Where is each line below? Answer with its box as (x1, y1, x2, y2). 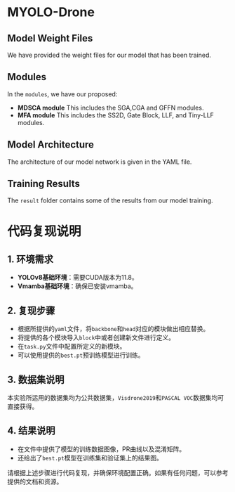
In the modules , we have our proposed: (7, 89, 118, 98)
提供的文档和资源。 (7, 477, 63, 486)
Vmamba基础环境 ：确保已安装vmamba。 (17, 282, 137, 290)
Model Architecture (7, 138, 95, 151)
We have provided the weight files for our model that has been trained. (7, 51, 212, 59)
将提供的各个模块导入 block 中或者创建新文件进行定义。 (17, 333, 175, 342)
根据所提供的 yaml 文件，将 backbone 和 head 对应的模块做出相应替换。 (17, 325, 210, 333)
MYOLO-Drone (7, 4, 95, 20)
